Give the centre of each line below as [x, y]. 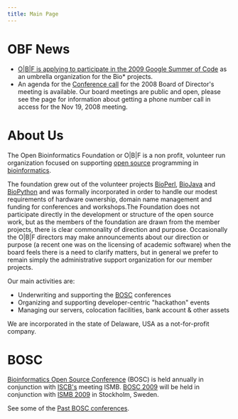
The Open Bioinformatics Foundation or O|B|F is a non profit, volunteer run [117, 155]
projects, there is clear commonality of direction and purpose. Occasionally [118, 229]
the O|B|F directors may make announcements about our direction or [108, 237]
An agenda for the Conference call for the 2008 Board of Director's [116, 84]
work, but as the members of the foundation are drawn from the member [114, 222]
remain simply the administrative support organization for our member [110, 260]
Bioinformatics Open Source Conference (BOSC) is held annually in [106, 380]
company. [22, 331]
